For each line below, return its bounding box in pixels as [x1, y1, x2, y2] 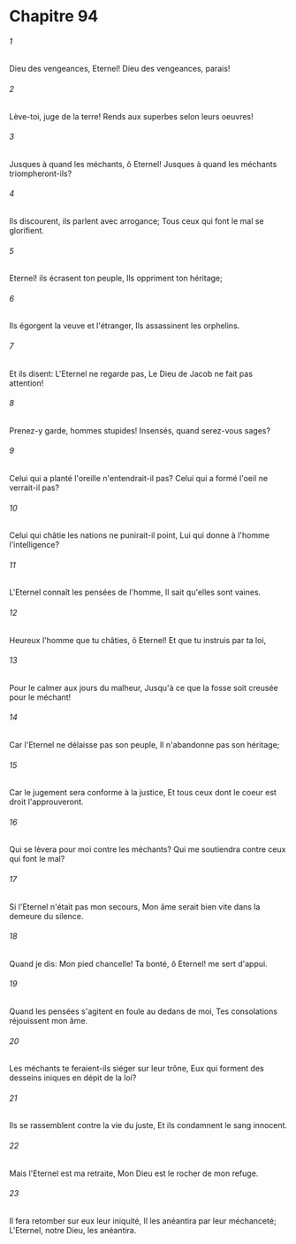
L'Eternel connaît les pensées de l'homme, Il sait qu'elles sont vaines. [9, 587, 262, 598]
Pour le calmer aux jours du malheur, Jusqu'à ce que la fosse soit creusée [9, 682, 278, 693]
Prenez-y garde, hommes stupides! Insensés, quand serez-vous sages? [9, 425, 271, 435]
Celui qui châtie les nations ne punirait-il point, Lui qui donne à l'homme [9, 530, 269, 541]
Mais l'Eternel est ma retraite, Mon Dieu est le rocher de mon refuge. [9, 1168, 259, 1179]
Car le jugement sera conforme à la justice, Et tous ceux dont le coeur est [9, 787, 277, 798]
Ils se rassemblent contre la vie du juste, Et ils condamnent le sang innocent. [9, 1120, 288, 1131]
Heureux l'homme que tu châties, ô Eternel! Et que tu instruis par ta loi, [9, 634, 267, 645]
